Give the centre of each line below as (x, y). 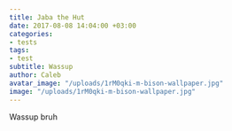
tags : (19, 50)
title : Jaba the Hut (47, 17)
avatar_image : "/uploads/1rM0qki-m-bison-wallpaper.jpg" (116, 83)
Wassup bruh (33, 117)
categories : (31, 34)
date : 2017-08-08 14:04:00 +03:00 (73, 26)
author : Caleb (35, 75)
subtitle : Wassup (41, 67)
